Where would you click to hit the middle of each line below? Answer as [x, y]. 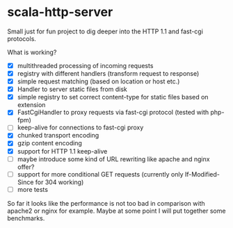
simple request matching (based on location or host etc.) [98, 81]
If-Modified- [202, 174]
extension [31, 105]
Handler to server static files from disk [72, 89]
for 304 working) [59, 182]
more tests [33, 189]
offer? [26, 167]
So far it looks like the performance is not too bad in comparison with [106, 203]
